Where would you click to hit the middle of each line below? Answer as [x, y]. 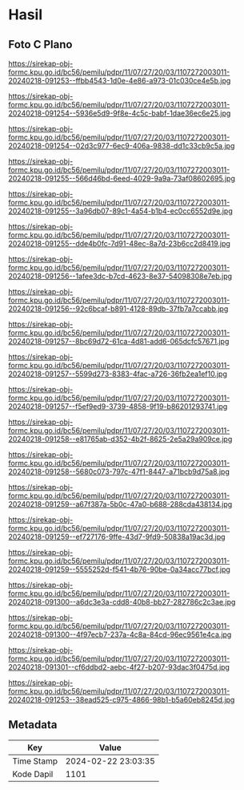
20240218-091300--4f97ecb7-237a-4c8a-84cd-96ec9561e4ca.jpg [120, 634]
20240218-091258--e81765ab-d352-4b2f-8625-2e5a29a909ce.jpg [120, 439]
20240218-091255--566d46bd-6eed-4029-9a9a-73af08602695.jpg [122, 178]
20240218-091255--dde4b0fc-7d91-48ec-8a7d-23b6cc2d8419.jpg [119, 243]
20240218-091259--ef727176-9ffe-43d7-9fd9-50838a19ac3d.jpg [117, 537]
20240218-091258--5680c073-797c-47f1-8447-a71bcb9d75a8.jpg [119, 472]
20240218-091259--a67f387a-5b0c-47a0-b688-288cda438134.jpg [120, 504]
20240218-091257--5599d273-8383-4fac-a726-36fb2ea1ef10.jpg [118, 374]
